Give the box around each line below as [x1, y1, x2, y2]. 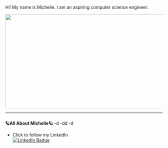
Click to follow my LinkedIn [12, 131, 68, 137]
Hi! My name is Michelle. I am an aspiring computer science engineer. [5, 5, 148, 10]
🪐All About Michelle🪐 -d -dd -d [5, 120, 73, 126]
